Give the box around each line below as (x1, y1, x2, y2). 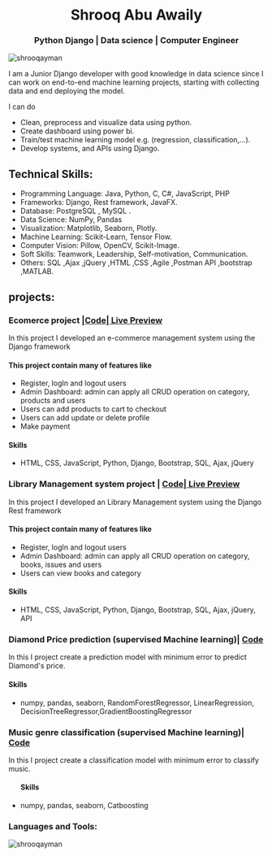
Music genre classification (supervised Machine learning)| (8, 726, 245, 737)
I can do (8, 102, 36, 111)
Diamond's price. (8, 661, 66, 671)
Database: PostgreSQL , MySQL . (19, 206, 132, 216)
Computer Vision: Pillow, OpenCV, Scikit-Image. (19, 241, 180, 250)
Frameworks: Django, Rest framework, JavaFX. (19, 198, 178, 207)
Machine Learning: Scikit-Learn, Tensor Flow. (19, 232, 173, 241)
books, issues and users (19, 559, 102, 569)
